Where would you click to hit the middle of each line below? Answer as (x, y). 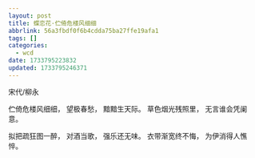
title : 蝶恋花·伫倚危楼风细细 (53, 23)
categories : (28, 46)
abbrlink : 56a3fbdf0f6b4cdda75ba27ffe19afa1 (84, 30)
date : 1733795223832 (43, 61)
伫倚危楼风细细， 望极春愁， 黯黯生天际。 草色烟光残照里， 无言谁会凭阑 (128, 108)
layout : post (30, 16)
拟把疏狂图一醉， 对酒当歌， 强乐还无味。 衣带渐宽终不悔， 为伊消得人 (124, 136)
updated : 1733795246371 (48, 68)
